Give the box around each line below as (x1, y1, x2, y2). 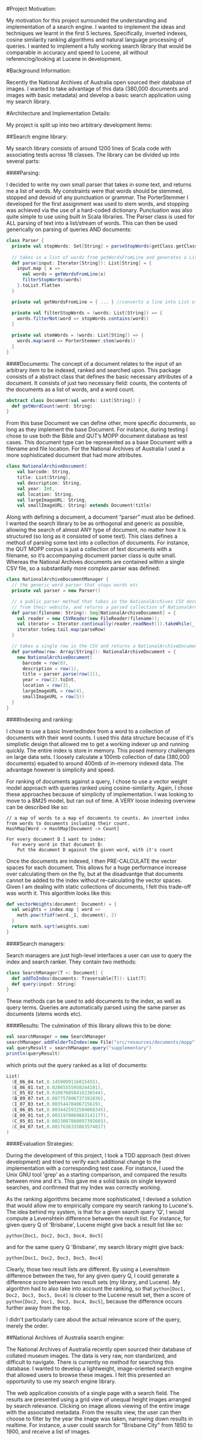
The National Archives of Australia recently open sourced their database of (6, 1346, 192, 1353)
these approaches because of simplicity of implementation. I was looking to (6, 790, 194, 797)
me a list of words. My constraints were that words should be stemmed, (6, 187, 184, 194)
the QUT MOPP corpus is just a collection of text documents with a (6, 546, 172, 553)
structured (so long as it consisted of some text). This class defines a (6, 532, 177, 540)
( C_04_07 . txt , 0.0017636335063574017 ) (11, 1123, 106, 1129)
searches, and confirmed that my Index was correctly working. (6, 1184, 162, 1191)
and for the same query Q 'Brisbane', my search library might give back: (6, 1244, 185, 1251)
